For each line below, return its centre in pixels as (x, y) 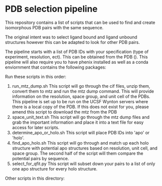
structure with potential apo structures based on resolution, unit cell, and (85, 148)
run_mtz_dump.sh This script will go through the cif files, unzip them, (81, 86)
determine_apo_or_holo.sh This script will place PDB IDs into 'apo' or (81, 132)
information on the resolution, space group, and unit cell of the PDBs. (81, 96)
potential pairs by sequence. (40, 158)
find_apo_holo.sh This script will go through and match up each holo (80, 143)
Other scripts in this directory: (35, 178)
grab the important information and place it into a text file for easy (78, 122)
